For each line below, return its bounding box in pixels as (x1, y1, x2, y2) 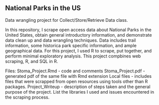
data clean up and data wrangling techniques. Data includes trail (5, 37, 136, 43)
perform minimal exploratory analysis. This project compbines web (5, 53, 141, 59)
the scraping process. (5, 94, 50, 100)
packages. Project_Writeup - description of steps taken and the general (5, 84, 151, 90)
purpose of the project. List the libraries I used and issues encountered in (5, 89, 155, 95)
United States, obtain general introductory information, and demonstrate (5, 32, 152, 38)
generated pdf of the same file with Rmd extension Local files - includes (5, 73, 152, 79)
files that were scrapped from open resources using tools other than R (5, 78, 148, 84)
